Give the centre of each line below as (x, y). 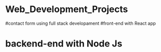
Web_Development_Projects (67, 9)
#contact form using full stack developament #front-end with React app (81, 23)
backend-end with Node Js (64, 44)
